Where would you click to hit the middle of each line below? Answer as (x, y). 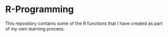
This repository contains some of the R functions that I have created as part (84, 23)
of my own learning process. (35, 28)
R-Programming (40, 9)
